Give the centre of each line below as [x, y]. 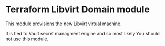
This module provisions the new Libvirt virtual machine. [64, 24]
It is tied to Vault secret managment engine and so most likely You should [82, 33]
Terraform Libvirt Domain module [78, 9]
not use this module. [27, 39]
